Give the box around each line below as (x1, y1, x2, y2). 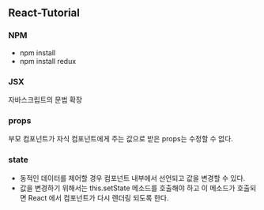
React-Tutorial (8, 6, 81, 20)
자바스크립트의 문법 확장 (8, 95, 83, 104)
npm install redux (19, 56, 77, 66)
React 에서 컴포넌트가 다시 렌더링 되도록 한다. (28, 193, 169, 202)
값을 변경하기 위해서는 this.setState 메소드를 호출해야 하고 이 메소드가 (19, 183, 236, 193)
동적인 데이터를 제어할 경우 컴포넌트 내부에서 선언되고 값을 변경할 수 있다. (19, 173, 246, 182)
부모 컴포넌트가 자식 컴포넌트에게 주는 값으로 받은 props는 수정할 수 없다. (8, 134, 233, 144)
